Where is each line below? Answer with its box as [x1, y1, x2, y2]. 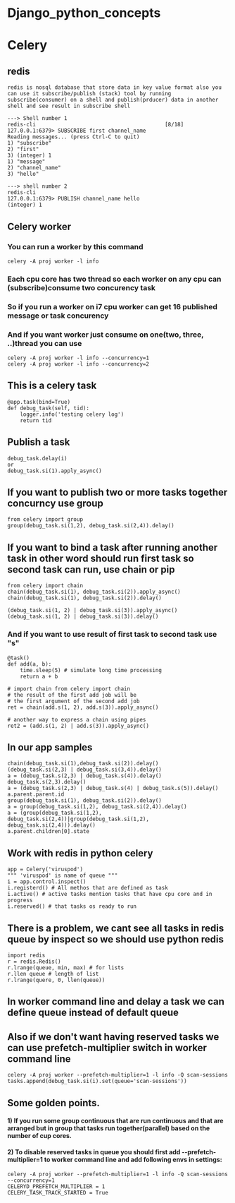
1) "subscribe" [7, 140, 52, 147]
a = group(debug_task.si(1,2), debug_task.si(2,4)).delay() [7, 803, 188, 810]
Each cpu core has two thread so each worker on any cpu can [7, 274, 222, 284]
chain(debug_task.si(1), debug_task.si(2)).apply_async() [7, 588, 181, 596]
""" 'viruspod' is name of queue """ [7, 872, 118, 880]
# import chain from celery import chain [7, 685, 131, 693]
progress [7, 897, 33, 904]
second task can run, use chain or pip [7, 563, 175, 575]
